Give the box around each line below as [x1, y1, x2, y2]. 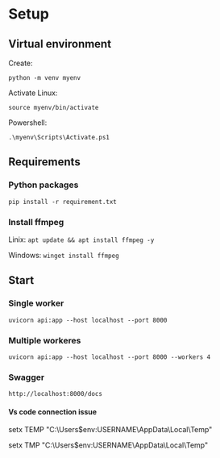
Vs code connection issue [8, 406, 98, 416]
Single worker [8, 298, 64, 309]
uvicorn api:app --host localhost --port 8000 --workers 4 [8, 352, 211, 361]
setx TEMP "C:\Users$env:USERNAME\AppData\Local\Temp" [8, 425, 213, 435]
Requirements [8, 155, 81, 169]
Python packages [8, 179, 79, 190]
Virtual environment [8, 37, 111, 51]
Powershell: [8, 118, 48, 127]
